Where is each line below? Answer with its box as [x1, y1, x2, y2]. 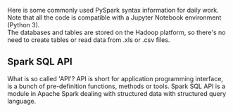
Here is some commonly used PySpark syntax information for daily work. [7, 6, 220, 14]
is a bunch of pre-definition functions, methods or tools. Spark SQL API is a [7, 82, 226, 90]
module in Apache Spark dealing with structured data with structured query [7, 89, 227, 97]
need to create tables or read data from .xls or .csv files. [7, 36, 170, 44]
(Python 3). [7, 21, 40, 29]
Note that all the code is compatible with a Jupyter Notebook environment [7, 13, 222, 22]
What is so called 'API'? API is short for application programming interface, [7, 74, 224, 83]
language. [7, 97, 37, 105]
